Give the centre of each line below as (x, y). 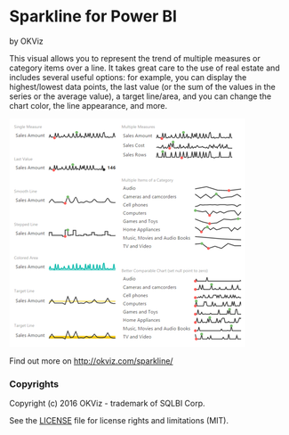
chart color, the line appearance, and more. (88, 105)
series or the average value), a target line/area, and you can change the (140, 96)
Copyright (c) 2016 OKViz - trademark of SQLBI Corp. (108, 404)
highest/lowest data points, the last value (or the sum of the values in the (142, 86)
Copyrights (34, 383)
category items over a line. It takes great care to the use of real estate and (144, 68)
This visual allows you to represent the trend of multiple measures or (135, 58)
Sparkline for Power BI (93, 16)
